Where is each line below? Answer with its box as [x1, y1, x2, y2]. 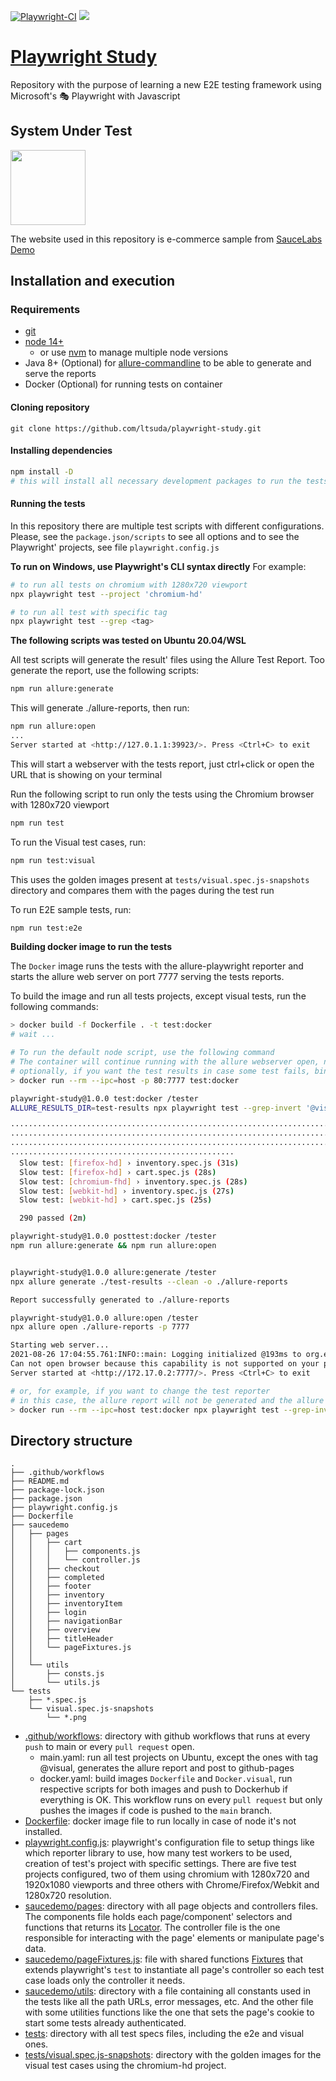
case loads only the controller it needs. [24, 1975, 186, 1987]
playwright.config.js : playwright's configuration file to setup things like [24, 1836, 315, 1849]
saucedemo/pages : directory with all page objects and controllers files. [24, 1900, 319, 1912]
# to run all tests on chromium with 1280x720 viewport [10, 580, 248, 590]
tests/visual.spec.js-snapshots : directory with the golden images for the [24, 2049, 322, 2061]
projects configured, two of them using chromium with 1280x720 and [24, 1868, 310, 1880]
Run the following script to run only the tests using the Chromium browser [10, 788, 315, 800]
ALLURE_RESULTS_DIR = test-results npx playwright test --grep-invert [10, 1103, 302, 1113]
